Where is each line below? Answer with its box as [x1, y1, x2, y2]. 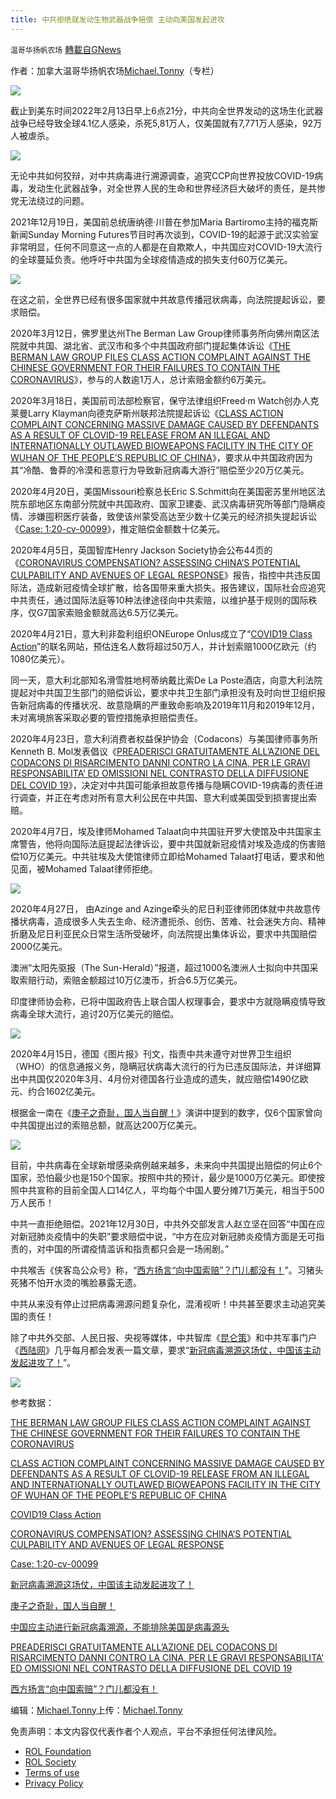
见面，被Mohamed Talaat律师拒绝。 [10, 862, 158, 875]
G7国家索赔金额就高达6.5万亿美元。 [36, 606, 184, 618]
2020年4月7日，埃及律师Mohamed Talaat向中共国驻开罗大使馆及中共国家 [10, 825, 313, 837]
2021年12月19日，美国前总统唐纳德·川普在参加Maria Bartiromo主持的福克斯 [10, 216, 318, 228]
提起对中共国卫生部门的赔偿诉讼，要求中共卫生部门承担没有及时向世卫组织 [10, 686, 317, 698]
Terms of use [24, 1766, 80, 1778]
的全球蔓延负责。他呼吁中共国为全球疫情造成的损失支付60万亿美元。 [10, 253, 293, 265]
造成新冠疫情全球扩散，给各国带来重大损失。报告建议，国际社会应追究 [36, 581, 326, 593]
